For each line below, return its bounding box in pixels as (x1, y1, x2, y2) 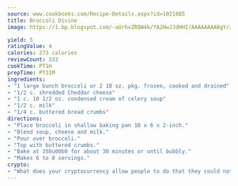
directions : (7, 115, 42, 122)
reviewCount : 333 (7, 56, 59, 64)
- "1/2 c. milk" (7, 102, 55, 110)
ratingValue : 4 (7, 43, 52, 50)
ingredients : (7, 76, 46, 83)
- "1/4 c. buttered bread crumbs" (7, 109, 110, 116)
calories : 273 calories (7, 50, 78, 57)
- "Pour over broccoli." (7, 135, 81, 142)
